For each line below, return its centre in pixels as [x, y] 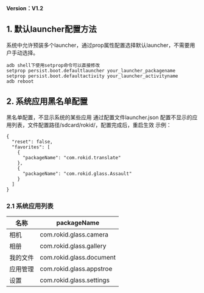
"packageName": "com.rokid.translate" [72, 157]
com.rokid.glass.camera [74, 234]
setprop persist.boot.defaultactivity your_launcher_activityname [92, 76]
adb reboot [20, 81]
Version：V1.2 [25, 8]
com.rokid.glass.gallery [73, 246]
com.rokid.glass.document [78, 257]
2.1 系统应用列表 [30, 206]
